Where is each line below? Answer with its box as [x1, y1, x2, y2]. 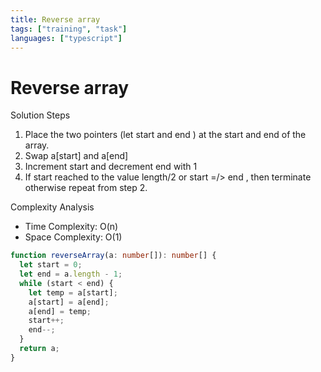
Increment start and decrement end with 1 [24, 161, 198, 173]
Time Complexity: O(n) [24, 221, 119, 233]
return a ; [19, 344, 60, 354]
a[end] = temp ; [28, 306, 92, 316]
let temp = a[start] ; [28, 287, 118, 298]
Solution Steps [10, 109, 71, 121]
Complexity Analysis [10, 201, 95, 213]
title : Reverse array [10, 14, 101, 25]
